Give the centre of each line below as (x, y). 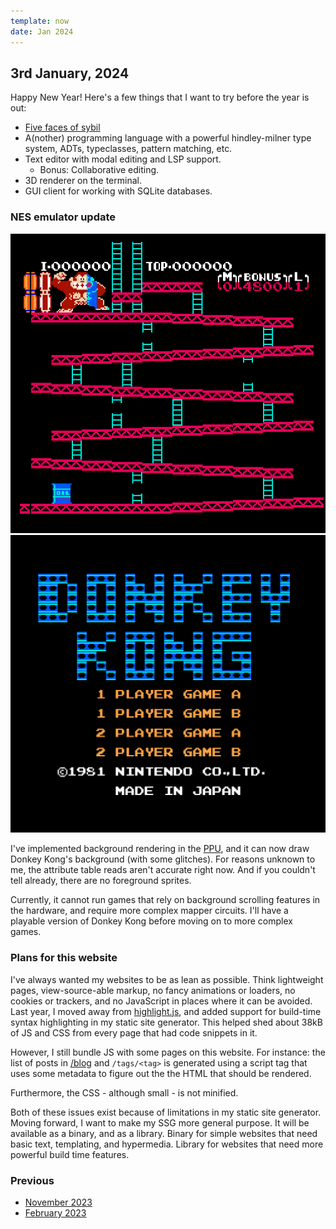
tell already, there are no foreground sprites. (101, 881)
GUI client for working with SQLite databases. (118, 191)
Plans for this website (64, 958)
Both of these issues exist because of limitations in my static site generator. (166, 1112)
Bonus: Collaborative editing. (99, 170)
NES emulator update (63, 217)
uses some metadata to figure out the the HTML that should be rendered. (161, 1073)
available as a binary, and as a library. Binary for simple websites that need (164, 1133)
